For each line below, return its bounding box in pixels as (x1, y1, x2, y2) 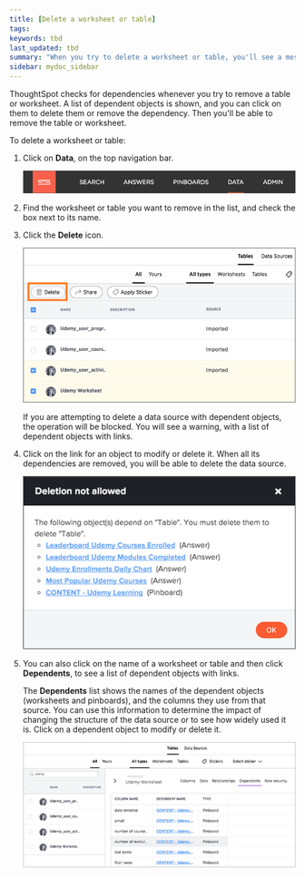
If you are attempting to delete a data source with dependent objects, (22, 411, 282, 422)
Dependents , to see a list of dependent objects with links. (22, 667, 240, 679)
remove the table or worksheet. (9, 118, 127, 128)
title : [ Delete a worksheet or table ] (9, 15, 156, 24)
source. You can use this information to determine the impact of (22, 705, 261, 716)
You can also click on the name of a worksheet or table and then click (22, 658, 283, 669)
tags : (9, 24, 30, 34)
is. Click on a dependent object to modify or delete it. (22, 724, 221, 735)
